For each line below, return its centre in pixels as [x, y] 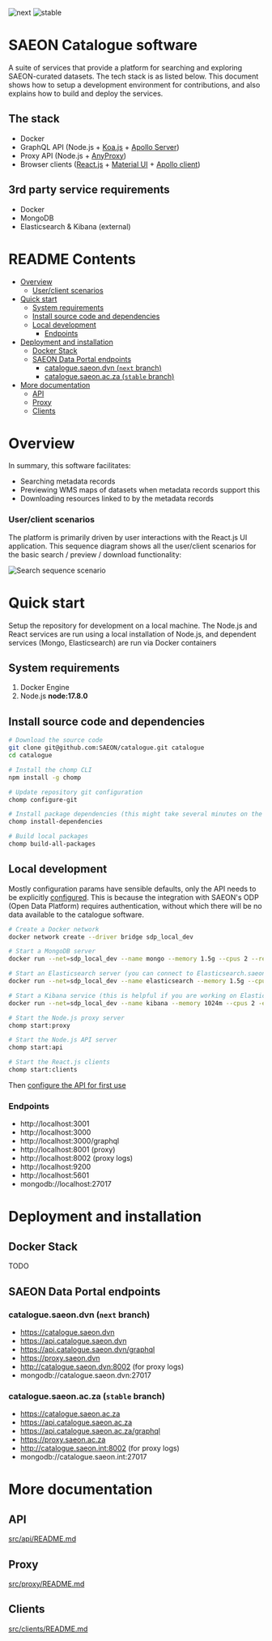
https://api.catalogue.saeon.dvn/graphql [87, 1349]
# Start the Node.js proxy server [67, 1018]
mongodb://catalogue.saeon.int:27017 [83, 1457]
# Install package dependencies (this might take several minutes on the [136, 814]
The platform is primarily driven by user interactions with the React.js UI [128, 537]
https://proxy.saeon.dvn [60, 1358]
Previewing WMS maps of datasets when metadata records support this [140, 490]
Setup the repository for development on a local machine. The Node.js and [133, 625]
